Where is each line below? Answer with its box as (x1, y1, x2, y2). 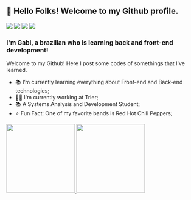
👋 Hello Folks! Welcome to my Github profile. (6, 6, 179, 16)
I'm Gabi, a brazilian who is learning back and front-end (6, 38, 173, 46)
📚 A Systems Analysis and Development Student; (15, 101, 141, 108)
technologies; (15, 87, 50, 95)
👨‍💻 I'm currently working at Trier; (15, 94, 99, 101)
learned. (6, 66, 27, 74)
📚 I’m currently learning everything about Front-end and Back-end (15, 79, 183, 86)
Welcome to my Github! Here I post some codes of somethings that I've (6, 60, 186, 67)
